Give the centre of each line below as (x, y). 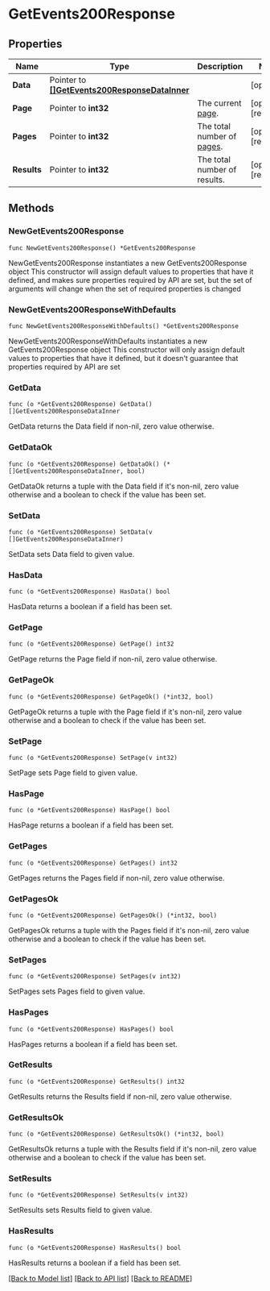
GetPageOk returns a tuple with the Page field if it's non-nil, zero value (125, 712)
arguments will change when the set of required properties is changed (125, 289)
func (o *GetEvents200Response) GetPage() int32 (91, 644)
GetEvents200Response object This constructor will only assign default (127, 349)
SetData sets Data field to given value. (72, 554)
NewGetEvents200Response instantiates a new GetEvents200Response (128, 263)
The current (219, 103)
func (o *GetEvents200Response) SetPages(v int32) (95, 977)
